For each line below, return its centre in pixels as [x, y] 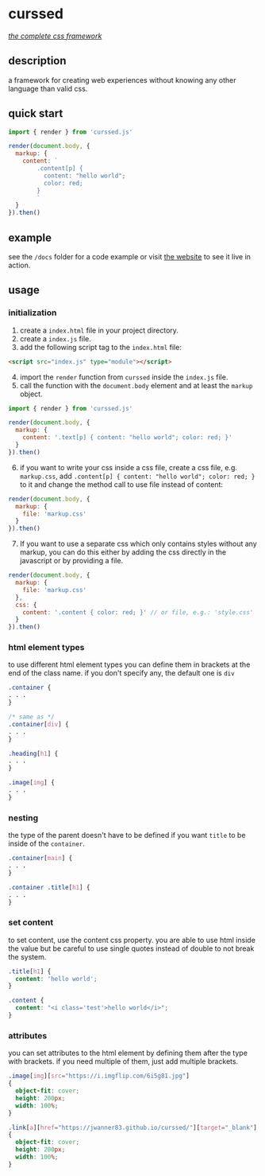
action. [19, 265]
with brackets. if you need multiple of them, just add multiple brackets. [123, 1061]
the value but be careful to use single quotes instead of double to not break [131, 948]
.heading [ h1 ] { [33, 753]
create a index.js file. [55, 338]
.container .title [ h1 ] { [49, 887]
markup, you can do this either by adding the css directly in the [123, 552]
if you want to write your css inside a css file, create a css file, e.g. [129, 467]
